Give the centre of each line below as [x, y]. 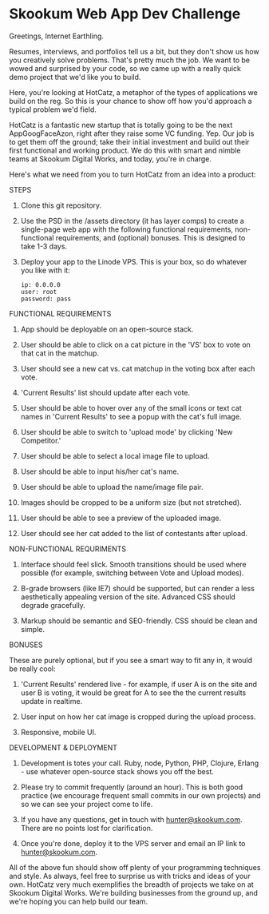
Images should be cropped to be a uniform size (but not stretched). [131, 502]
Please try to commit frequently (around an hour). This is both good [132, 787]
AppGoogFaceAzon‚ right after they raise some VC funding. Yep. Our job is [132, 133]
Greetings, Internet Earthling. [57, 36]
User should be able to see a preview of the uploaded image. [121, 518]
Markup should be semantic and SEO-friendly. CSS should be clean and [139, 621]
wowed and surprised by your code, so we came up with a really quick [125, 68]
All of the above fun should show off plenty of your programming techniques [135, 867]
